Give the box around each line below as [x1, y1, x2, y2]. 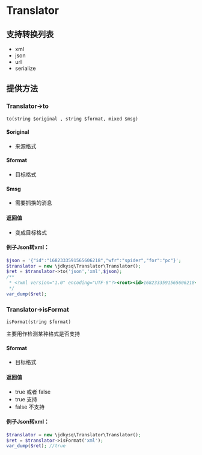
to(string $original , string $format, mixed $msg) [6, 116, 138, 122]
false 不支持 [14, 403, 45, 410]
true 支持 [14, 395, 38, 403]
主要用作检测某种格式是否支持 [6, 330, 80, 337]
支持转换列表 [6, 29, 54, 39]
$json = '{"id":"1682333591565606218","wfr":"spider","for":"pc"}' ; [6, 257, 182, 263]
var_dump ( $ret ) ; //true [6, 443, 66, 449]
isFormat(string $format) [6, 319, 71, 325]
